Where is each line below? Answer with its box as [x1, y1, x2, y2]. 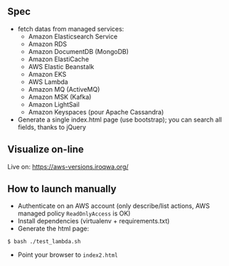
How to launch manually [7, 183, 117, 195]
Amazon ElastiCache [28, 55, 90, 63]
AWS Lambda [28, 78, 69, 86]
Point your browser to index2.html [17, 250, 119, 259]
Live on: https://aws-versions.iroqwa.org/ [7, 162, 129, 171]
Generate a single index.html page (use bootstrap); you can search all [17, 115, 223, 124]
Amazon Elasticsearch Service [28, 32, 118, 41]
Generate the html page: [17, 224, 90, 233]
